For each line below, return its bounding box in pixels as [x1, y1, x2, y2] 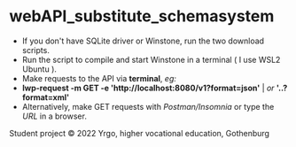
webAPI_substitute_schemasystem [9, 6, 275, 27]
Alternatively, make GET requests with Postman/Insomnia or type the [21, 101, 275, 112]
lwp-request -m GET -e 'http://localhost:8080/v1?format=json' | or [21, 82, 275, 93]
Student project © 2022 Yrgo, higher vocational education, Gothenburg [9, 128, 270, 138]
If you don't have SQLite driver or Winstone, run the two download [21, 35, 264, 46]
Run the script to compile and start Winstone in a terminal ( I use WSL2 [21, 54, 281, 65]
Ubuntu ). [21, 64, 58, 74]
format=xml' [21, 91, 69, 103]
